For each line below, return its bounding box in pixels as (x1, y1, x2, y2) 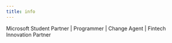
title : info (6, 8, 35, 15)
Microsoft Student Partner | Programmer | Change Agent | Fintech (6, 25, 166, 32)
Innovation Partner (6, 31, 51, 38)
